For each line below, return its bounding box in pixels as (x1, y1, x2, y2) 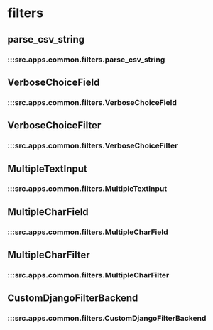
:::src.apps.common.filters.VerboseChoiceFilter (7, 141, 178, 150)
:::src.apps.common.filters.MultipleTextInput (7, 184, 168, 194)
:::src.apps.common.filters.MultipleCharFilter (7, 270, 170, 280)
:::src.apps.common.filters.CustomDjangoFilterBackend (7, 314, 207, 324)
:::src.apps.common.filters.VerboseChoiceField (7, 97, 177, 107)
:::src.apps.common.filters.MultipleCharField (7, 227, 168, 237)
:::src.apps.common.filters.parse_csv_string (7, 55, 165, 65)
